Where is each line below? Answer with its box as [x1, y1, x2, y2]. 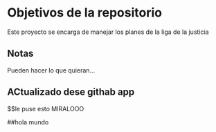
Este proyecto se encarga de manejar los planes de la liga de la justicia [7, 28, 209, 36]
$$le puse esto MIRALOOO [7, 104, 84, 113]
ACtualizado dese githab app [7, 86, 135, 98]
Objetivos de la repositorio [7, 5, 163, 21]
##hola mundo [7, 117, 49, 126]
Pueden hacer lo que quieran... [7, 66, 96, 74]
